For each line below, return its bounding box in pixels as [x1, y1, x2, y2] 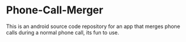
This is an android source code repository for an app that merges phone [6, 23, 181, 30]
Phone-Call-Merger [6, 3, 104, 17]
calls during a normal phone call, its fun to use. [6, 29, 119, 36]
